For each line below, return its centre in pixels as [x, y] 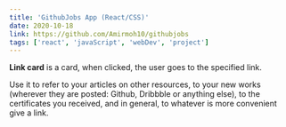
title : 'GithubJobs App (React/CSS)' [79, 17]
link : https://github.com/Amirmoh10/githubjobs [99, 34]
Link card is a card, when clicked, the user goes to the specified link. [136, 67]
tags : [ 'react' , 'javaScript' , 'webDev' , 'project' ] [109, 42]
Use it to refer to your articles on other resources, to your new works [135, 84]
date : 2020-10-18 [41, 26]
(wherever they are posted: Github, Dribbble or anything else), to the [135, 94]
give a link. [29, 113]
